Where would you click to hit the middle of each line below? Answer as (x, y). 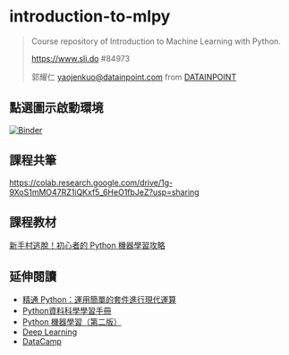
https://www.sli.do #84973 (81, 58)
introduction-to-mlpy (90, 17)
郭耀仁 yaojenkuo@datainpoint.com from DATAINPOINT (134, 77)
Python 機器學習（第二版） (72, 322)
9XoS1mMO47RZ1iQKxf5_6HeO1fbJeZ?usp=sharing (104, 192)
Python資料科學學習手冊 (67, 311)
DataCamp (42, 342)
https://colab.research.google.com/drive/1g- (91, 182)
